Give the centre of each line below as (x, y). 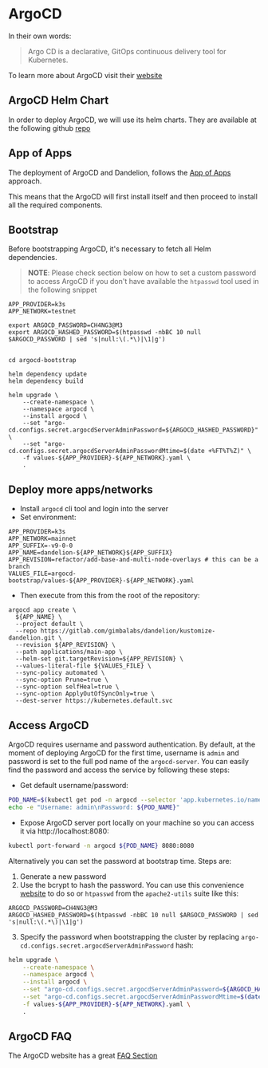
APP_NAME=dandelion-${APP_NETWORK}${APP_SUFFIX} (91, 553)
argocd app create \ (43, 610)
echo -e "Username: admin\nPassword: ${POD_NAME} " (94, 807)
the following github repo (49, 128)
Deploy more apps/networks (81, 489)
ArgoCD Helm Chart (59, 100)
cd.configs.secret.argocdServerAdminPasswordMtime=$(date (106, 451)
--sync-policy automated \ (60, 673)
